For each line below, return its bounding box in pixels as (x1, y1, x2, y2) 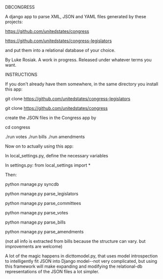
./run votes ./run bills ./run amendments (5, 134, 85, 139)
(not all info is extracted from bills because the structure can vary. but (5, 238, 146, 244)
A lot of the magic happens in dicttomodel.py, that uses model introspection (5, 253, 158, 259)
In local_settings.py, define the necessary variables (5, 153, 109, 158)
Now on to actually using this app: (5, 143, 74, 149)
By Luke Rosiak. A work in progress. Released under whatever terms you (5, 57, 152, 63)
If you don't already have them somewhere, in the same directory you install (5, 81, 158, 87)
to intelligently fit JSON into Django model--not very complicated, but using (5, 258, 158, 264)
